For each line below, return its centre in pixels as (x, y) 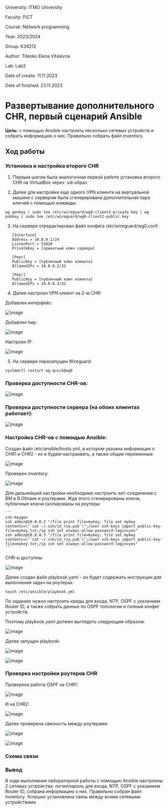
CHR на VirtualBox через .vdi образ (50, 182)
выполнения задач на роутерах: (40, 582)
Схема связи (22, 756)
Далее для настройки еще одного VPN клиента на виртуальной (81, 192)
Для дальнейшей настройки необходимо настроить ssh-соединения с (81, 493)
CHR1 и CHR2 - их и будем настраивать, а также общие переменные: (79, 454)
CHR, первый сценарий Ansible (74, 117)
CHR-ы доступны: (24, 557)
